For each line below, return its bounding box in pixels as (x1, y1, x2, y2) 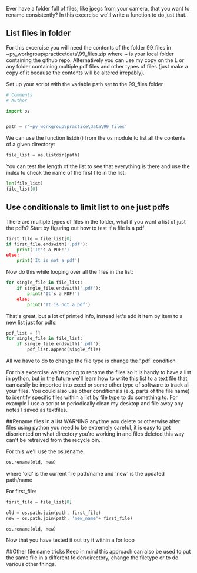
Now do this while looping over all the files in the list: (6, 269, 133, 276)
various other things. (6, 561, 56, 568)
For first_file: (6, 487, 36, 495)
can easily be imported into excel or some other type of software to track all (6, 381, 190, 388)
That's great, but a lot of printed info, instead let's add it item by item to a (6, 312, 183, 319)
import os (6, 108, 31, 114)
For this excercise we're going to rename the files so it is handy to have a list (6, 369, 191, 375)
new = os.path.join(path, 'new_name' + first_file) (6, 515, 133, 521)
